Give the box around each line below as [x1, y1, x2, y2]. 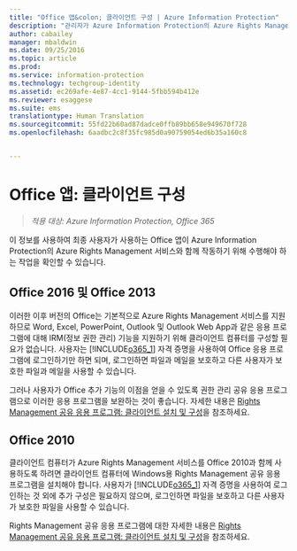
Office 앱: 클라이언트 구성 [9, 185, 186, 205]
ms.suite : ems [9, 104, 62, 113]
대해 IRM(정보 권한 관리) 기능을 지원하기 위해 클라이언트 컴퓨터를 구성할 [32, 332, 279, 343]
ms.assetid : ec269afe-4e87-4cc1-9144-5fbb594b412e [9, 87, 200, 96]
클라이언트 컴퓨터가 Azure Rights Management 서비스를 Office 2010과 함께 [9, 457, 273, 468]
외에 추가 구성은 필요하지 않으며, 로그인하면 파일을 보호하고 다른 [42, 491, 262, 501]
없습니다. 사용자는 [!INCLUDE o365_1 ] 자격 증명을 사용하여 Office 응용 [25, 343, 268, 354]
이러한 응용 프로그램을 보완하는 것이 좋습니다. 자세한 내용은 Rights [32, 395, 261, 406]
